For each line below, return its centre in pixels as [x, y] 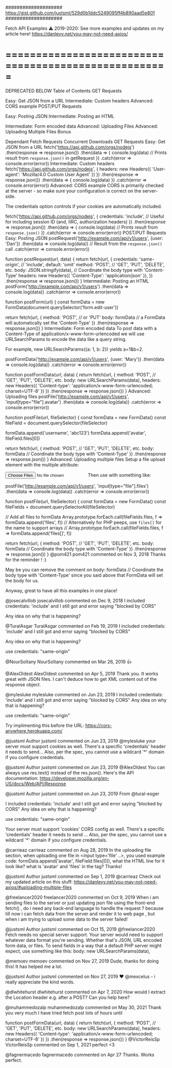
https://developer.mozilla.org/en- [74, 778]
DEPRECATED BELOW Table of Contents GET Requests [64, 91]
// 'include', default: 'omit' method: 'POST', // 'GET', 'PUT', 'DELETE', [93, 264]
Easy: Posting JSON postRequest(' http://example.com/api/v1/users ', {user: [84, 238]
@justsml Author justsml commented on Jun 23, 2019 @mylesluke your [81, 740]
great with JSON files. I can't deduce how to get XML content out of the [81, 679]
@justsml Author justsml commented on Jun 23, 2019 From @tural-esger [82, 794]
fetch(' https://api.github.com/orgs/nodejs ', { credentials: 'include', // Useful [85, 216]
